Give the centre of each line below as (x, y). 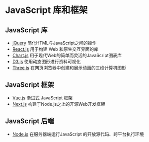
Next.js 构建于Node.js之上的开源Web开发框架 (59, 104)
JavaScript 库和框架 (46, 10)
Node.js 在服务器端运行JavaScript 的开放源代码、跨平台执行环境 (78, 134)
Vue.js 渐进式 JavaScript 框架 (42, 98)
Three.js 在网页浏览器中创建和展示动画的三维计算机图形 (69, 68)
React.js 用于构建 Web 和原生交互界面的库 (55, 49)
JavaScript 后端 (30, 121)
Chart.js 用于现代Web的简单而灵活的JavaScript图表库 (67, 55)
